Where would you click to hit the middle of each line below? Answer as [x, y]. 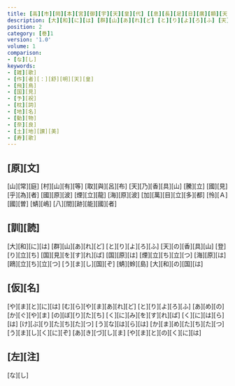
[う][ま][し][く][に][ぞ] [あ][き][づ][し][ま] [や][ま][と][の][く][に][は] [104, 332]
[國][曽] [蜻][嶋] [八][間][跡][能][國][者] [62, 204]
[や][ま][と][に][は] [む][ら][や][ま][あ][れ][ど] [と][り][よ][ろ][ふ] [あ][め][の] [116, 306]
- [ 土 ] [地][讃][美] [34, 131]
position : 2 [24, 27]
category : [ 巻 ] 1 [30, 33]
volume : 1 [22, 46]
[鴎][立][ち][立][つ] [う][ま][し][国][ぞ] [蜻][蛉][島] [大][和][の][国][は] [105, 263]
